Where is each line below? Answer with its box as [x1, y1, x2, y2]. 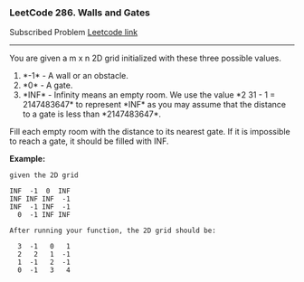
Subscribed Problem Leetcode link [9, 27, 138, 38]
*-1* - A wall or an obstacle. [22, 70, 129, 81]
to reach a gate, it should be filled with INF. [9, 136, 169, 146]
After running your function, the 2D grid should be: [9, 226, 217, 236]
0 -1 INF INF [17, 211, 71, 220]
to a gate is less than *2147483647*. [22, 108, 161, 119]
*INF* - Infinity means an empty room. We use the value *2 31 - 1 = [22, 89, 276, 100]
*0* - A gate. [22, 80, 73, 91]
